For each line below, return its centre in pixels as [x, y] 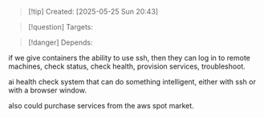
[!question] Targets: [61, 27]
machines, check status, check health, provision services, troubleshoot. [127, 66]
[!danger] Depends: [60, 42]
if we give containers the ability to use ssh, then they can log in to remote [130, 58]
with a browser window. [47, 90]
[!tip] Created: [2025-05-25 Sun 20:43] [93, 12]
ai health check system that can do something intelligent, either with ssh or [132, 82]
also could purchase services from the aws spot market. [101, 106]
